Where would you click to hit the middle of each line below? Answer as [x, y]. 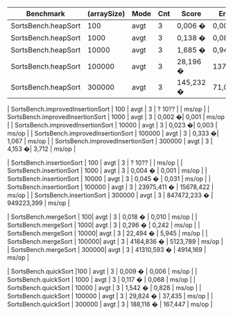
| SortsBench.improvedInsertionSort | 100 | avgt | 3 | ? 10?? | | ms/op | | [109, 109]
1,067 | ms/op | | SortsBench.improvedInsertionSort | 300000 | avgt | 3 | [110, 141]
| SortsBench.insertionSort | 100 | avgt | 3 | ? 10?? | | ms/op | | [95, 163]
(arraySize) [106, 13]
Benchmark [46, 13]
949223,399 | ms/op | [39, 203]
